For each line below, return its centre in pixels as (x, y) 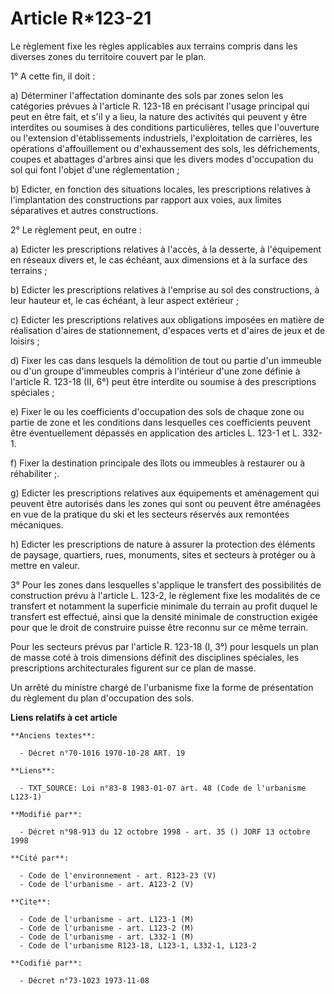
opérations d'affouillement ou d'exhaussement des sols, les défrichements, (165, 148)
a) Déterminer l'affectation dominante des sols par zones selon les (147, 95)
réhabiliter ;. (35, 473)
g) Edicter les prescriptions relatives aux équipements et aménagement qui (165, 493)
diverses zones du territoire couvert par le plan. (108, 56)
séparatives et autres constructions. (84, 210)
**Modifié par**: (46, 814)
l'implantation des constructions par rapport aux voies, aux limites (146, 199)
